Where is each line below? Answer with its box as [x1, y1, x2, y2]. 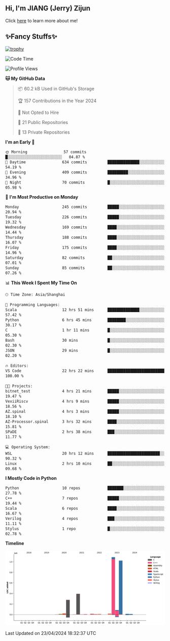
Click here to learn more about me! [5, 17, 78, 23]
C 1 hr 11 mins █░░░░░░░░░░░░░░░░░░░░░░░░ [5, 327, 165, 332]
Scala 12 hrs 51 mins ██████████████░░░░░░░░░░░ [5, 307, 165, 312]
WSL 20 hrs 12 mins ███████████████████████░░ [5, 451, 165, 456]
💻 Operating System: [5, 444, 51, 449]
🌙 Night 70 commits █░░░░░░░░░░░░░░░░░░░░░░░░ [5, 180, 165, 185]
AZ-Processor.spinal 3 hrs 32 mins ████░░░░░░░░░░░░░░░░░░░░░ [5, 419, 165, 424]
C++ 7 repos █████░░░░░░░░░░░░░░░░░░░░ [5, 496, 165, 501]
